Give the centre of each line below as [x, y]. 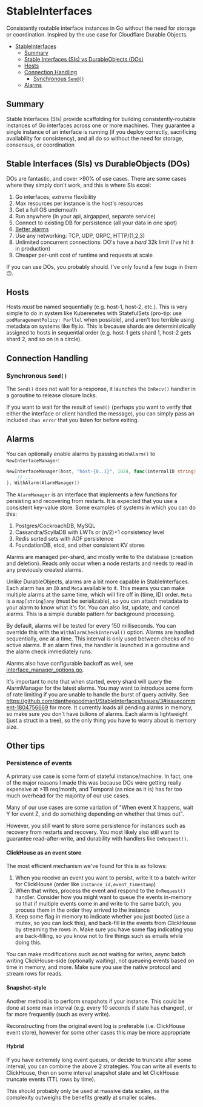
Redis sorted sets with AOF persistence [64, 538]
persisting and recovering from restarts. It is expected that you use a [92, 501]
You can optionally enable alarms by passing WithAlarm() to [81, 454]
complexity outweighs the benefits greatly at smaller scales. [81, 1097]
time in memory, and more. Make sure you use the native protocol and [94, 967]
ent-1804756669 [27, 707]
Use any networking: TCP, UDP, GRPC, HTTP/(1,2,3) [80, 235]
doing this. [28, 942]
